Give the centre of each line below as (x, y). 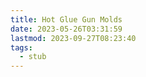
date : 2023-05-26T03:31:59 (66, 29)
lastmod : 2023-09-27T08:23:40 (73, 38)
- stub (33, 57)
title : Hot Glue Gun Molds (66, 19)
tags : (21, 47)
